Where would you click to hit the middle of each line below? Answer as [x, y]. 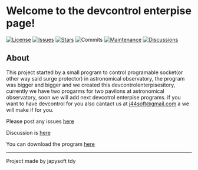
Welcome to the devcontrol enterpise [99, 11]
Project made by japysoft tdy [41, 161]
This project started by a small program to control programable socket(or [95, 72]
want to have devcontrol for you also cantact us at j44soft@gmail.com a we [98, 104]
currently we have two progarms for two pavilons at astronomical [85, 91]
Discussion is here [29, 132]
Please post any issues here [40, 121]
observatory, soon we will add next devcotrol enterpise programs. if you [93, 97]
